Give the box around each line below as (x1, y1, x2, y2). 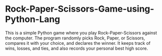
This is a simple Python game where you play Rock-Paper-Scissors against (5, 30, 158, 36)
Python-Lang (5, 14, 61, 25)
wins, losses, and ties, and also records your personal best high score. (5, 45, 148, 51)
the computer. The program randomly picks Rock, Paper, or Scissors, (5, 35, 145, 41)
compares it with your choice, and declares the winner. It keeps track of (5, 40, 151, 46)
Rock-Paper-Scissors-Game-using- (5, 3, 154, 15)
